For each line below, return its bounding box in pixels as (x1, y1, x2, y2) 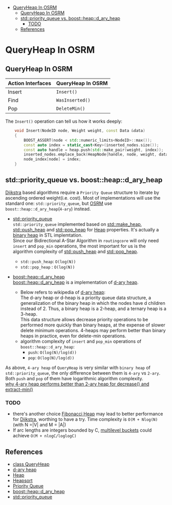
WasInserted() (56, 98, 91, 103)
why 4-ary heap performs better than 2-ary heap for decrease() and (5, 381, 149, 387)
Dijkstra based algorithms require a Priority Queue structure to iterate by (5, 189, 160, 196)
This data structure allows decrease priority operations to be (20, 316, 148, 322)
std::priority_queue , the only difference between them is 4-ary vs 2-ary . (5, 370, 160, 376)
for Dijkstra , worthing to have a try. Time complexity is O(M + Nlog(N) (12, 416, 158, 422)
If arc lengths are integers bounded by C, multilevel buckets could (12, 427, 152, 433)
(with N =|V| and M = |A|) (12, 422, 67, 428)
